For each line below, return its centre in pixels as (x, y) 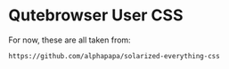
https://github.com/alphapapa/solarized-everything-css (114, 56)
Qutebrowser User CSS (96, 15)
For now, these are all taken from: (70, 40)
